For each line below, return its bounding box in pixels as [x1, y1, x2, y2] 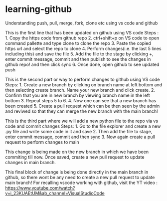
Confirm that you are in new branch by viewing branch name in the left [5, 92, 150, 98]
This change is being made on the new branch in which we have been [5, 149, 149, 155]
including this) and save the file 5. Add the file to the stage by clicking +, [5, 51, 154, 57]
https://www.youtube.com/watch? [5, 185, 75, 191]
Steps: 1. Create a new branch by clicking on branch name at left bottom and [5, 81, 163, 88]
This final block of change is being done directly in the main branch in [5, 169, 149, 175]
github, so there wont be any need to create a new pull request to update [5, 174, 155, 180]
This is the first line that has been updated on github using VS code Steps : [5, 29, 159, 35]
